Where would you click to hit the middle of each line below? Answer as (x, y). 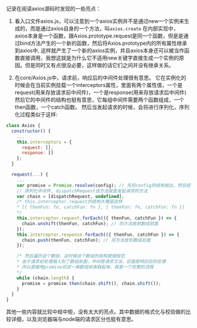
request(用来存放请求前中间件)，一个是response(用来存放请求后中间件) (100, 92)
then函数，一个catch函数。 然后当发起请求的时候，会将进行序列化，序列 (102, 107)
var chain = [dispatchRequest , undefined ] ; (71, 196)
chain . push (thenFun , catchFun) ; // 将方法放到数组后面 (86, 240)
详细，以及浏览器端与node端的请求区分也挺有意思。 (74, 319)
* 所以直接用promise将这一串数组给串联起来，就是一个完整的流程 (85, 267)
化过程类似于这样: (36, 114)
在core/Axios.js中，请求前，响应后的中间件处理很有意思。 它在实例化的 (100, 78)
